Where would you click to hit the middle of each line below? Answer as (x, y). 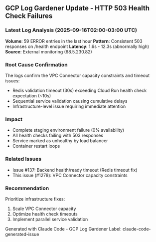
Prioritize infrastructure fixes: (35, 199)
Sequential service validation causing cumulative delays (70, 101)
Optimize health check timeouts (45, 214)
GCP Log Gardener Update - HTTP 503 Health (77, 8)
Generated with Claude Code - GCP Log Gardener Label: (64, 229)
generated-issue (22, 234)
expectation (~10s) (32, 96)
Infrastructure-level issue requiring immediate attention (69, 106)
